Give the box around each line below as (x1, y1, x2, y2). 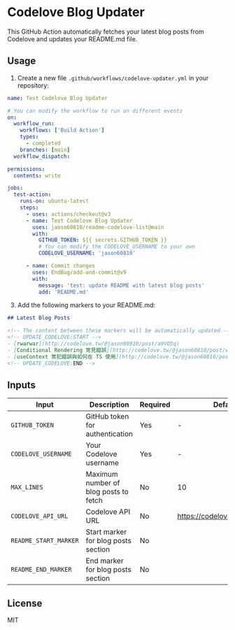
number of (85, 478, 120, 488)
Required (139, 400, 171, 409)
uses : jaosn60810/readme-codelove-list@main (32, 223, 164, 231)
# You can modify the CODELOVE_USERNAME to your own (38, 243, 196, 251)
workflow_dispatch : (13, 153, 71, 160)
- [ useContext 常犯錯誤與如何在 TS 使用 (7, 353, 116, 360)
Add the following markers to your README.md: (17, 301, 156, 309)
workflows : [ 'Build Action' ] (20, 127, 105, 134)
